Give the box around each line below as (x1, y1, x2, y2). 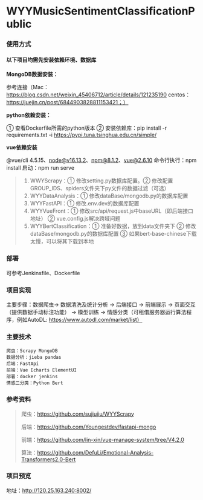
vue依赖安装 (6, 144, 37, 151)
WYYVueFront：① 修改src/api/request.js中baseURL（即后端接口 (30, 207, 193, 215)
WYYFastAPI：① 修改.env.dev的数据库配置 (30, 200, 140, 207)
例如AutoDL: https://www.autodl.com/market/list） (16, 316, 143, 323)
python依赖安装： (6, 112, 51, 119)
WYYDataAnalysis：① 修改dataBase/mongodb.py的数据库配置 (30, 192, 188, 199)
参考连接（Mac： (6, 84, 50, 91)
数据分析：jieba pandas (6, 355, 62, 361)
